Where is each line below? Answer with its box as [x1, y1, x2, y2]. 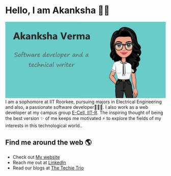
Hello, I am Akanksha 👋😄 [5, 5, 110, 16]
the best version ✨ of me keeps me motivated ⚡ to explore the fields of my [5, 115, 161, 122]
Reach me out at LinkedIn [12, 159, 66, 165]
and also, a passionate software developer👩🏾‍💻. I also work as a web [5, 104, 149, 110]
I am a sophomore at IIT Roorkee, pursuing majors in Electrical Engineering [5, 99, 162, 105]
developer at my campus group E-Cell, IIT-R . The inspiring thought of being [5, 109, 163, 116]
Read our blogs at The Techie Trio [12, 165, 84, 171]
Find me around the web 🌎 [5, 138, 92, 146]
